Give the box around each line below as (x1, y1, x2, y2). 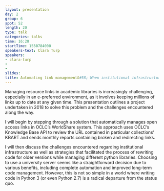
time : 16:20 (5, 39, 29, 44)
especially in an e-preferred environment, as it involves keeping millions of (5, 94, 155, 100)
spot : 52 (5, 21, 23, 26)
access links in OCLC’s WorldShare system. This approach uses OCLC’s (5, 124, 150, 130)
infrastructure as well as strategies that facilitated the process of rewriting (5, 149, 154, 155)
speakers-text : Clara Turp (5, 48, 60, 53)
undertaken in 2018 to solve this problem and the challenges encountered (5, 104, 153, 110)
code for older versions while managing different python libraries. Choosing (5, 154, 157, 160)
